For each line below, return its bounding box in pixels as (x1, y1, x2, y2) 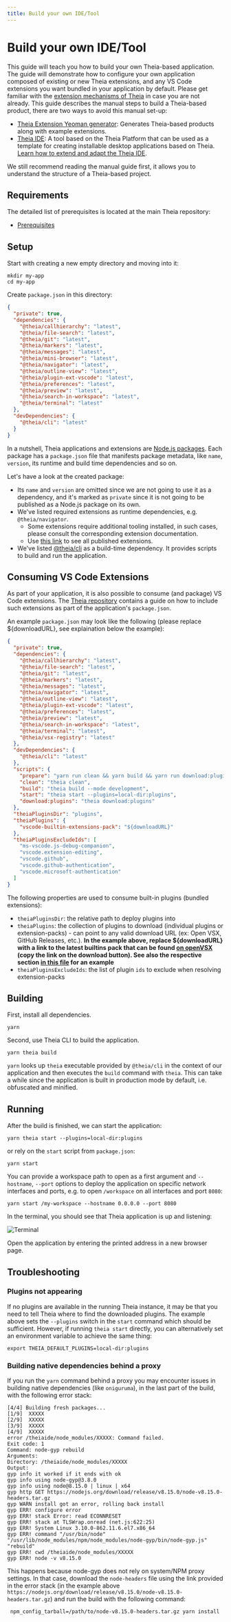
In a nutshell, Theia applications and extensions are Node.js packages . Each (7, 444, 223, 453)
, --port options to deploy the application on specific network (32, 1180, 206, 1188)
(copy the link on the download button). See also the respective (16, 951, 202, 959)
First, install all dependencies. (7, 1010, 91, 1019)
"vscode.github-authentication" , (19, 862, 115, 869)
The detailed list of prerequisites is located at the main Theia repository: (7, 208, 211, 216)
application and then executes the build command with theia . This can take (7, 1069, 222, 1077)
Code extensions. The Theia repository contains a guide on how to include (7, 596, 219, 605)
